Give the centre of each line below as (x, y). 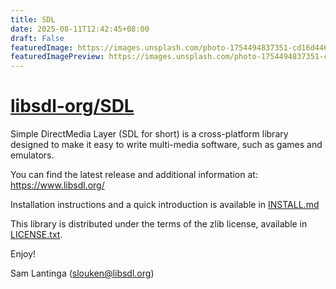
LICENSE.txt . (36, 235)
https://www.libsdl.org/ (57, 185)
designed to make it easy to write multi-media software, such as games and (166, 145)
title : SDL (33, 19)
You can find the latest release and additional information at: (134, 175)
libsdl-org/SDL (72, 106)
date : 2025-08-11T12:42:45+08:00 (80, 29)
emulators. (32, 155)
